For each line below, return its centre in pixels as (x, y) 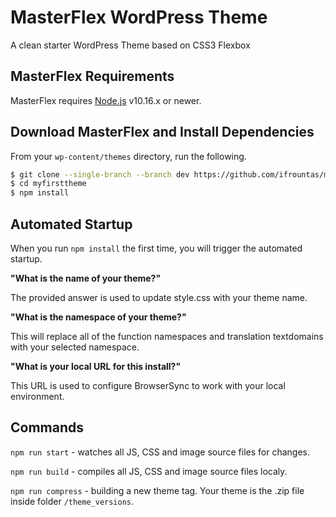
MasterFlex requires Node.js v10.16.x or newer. (106, 100)
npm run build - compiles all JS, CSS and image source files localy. (149, 471)
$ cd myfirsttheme (48, 184)
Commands (47, 427)
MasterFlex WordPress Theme (139, 17)
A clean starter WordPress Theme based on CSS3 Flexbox (130, 45)
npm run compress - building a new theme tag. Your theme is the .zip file (157, 490)
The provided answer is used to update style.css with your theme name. (159, 297)
